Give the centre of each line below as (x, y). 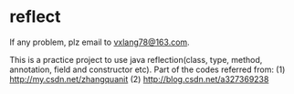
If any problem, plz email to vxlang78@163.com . (100, 42)
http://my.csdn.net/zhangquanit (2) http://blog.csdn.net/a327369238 (139, 78)
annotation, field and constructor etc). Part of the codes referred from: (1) (147, 69)
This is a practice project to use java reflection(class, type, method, (136, 59)
